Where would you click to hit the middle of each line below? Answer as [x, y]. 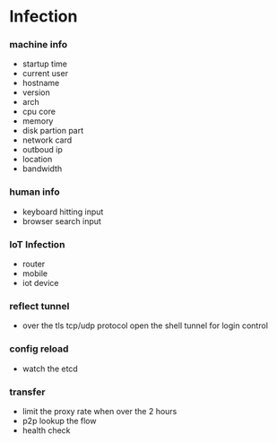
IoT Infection [37, 244]
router [34, 264]
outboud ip [42, 150]
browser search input [61, 221]
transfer [27, 392]
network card [47, 140]
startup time [44, 64]
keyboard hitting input [63, 212]
